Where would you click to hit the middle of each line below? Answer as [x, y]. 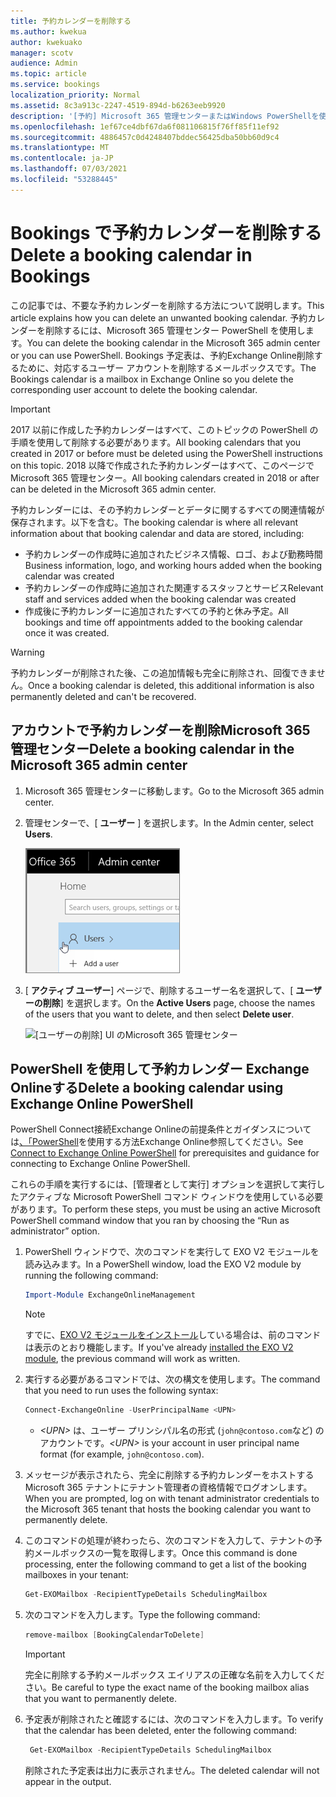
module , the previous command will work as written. [132, 1359]
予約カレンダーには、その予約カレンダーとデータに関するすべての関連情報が [167, 509]
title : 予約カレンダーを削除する [71, 21]
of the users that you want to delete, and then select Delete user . [159, 1014]
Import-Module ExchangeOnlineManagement [110, 1295]
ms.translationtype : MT [60, 148]
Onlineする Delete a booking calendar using [147, 1087]
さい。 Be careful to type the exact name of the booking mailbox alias [167, 1687]
